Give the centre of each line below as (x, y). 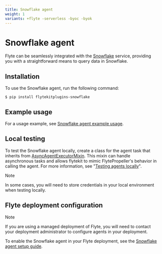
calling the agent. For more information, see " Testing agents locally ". (73, 166)
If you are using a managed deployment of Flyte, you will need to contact (78, 226)
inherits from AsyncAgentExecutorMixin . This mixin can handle (68, 155)
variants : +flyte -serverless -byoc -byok (49, 18)
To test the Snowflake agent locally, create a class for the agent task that (78, 151)
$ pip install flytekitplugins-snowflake (48, 97)
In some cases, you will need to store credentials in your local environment (80, 185)
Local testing (25, 139)
